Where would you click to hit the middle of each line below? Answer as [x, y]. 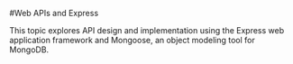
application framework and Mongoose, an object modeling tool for [132, 40]
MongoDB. [29, 50]
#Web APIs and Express [54, 13]
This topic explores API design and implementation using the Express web [147, 30]
